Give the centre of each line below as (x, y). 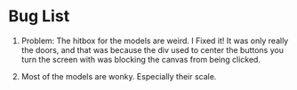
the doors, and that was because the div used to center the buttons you (152, 49)
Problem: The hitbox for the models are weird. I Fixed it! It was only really (155, 41)
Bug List (39, 16)
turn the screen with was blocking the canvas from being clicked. (141, 59)
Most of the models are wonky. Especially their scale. (119, 76)
